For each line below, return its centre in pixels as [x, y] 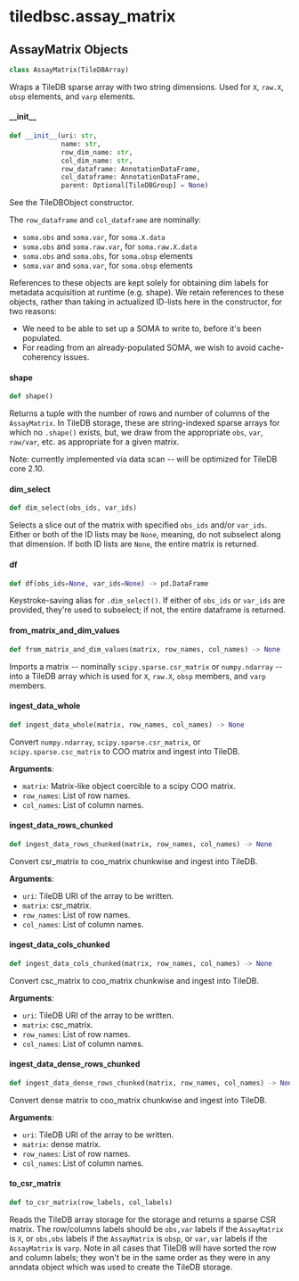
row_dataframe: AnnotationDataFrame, [131, 169]
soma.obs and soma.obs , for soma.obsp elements [107, 256]
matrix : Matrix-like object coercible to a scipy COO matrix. [129, 786]
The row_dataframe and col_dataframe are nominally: [105, 220]
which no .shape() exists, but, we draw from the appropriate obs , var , [137, 433]
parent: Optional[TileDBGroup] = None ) [135, 186]
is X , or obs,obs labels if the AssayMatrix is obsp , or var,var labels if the [138, 1238]
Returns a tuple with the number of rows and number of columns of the [139, 413]
